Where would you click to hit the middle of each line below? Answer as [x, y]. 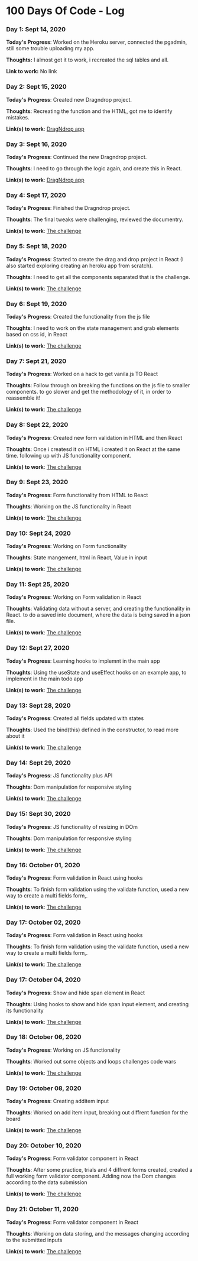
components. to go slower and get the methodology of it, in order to [89, 392]
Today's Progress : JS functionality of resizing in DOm [72, 826]
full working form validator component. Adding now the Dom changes [91, 1176]
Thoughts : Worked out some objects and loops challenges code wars [91, 1061]
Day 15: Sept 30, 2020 [38, 814]
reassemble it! [23, 398]
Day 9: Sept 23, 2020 [37, 482]
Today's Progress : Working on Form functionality [66, 546]
